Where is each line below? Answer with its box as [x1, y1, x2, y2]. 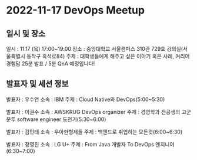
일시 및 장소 [6, 28, 46, 38]
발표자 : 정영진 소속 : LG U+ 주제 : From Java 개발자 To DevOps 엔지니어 [6, 141, 175, 148]
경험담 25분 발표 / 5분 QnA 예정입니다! [6, 60, 95, 67]
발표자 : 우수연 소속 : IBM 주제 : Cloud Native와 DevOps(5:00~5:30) [6, 96, 165, 103]
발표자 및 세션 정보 [6, 79, 69, 89]
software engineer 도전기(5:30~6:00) [16, 116, 106, 123]
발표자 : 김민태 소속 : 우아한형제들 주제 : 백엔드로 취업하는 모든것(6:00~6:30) [6, 128, 183, 135]
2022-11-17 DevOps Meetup [6, 4, 145, 17]
